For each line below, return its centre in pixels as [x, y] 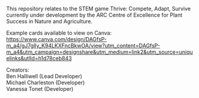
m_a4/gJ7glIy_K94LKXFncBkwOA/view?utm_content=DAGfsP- [83, 45]
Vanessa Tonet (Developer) [40, 89]
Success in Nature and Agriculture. [49, 21]
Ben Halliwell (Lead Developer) [44, 76]
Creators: [18, 70]
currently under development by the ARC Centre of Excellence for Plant [94, 15]
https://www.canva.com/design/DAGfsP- [57, 39]
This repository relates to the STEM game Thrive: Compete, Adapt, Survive [99, 9]
